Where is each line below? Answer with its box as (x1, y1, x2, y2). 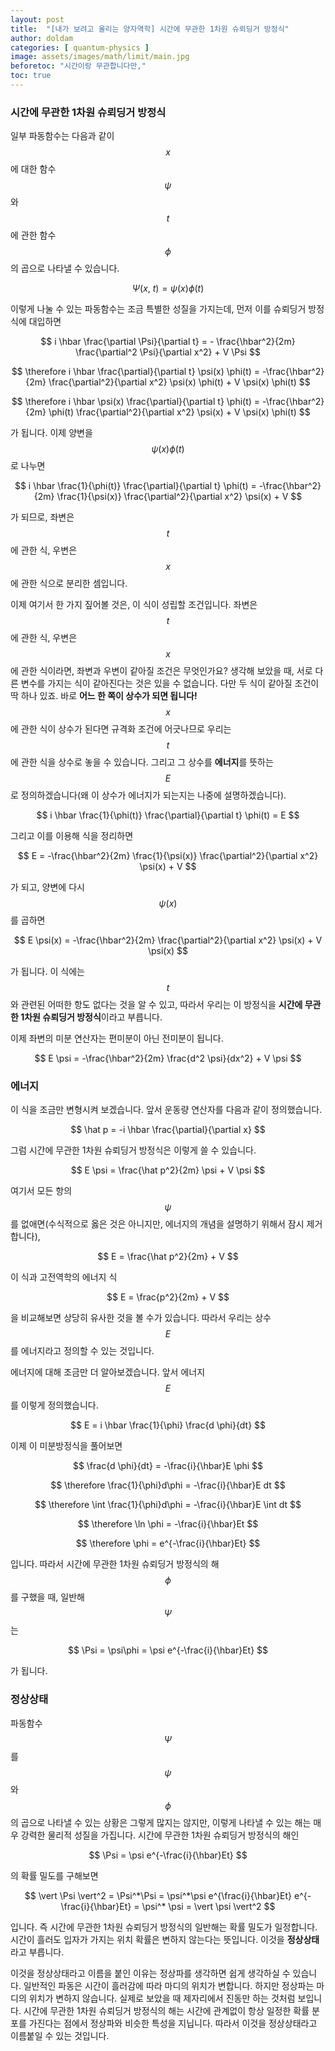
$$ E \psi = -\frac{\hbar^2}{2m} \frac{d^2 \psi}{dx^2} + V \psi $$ (34, 1052, 302, 1065)
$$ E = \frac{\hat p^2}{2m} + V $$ (97, 1251, 239, 1263)
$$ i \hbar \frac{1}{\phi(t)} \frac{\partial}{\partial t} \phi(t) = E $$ (36, 809, 300, 821)
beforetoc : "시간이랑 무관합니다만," (10, 61, 147, 71)
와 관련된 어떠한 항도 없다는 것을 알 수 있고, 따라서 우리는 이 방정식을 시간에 (10, 999, 303, 1011)
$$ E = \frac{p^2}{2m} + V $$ (106, 1291, 230, 1303)
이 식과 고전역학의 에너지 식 (10, 1271, 118, 1283)
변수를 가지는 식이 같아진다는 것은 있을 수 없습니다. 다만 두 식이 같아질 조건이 (20, 677, 320, 690)
